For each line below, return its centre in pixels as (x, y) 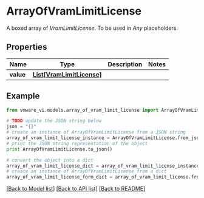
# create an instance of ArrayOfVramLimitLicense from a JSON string (96, 132)
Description (125, 64)
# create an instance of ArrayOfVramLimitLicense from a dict (87, 171)
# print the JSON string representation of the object (77, 143)
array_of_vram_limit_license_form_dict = (59, 177)
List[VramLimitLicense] (67, 74)
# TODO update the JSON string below (54, 121)
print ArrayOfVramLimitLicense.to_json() (59, 149)
